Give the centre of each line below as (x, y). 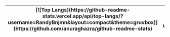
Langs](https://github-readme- (91, 10)
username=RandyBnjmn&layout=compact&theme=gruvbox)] (83, 22)
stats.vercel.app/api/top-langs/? (83, 16)
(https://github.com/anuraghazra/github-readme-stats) (83, 28)
